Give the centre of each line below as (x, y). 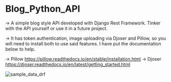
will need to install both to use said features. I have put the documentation (83, 43)
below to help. (20, 49)
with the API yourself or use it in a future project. (56, 28)
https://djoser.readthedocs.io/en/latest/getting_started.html (68, 64)
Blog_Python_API (43, 9)
